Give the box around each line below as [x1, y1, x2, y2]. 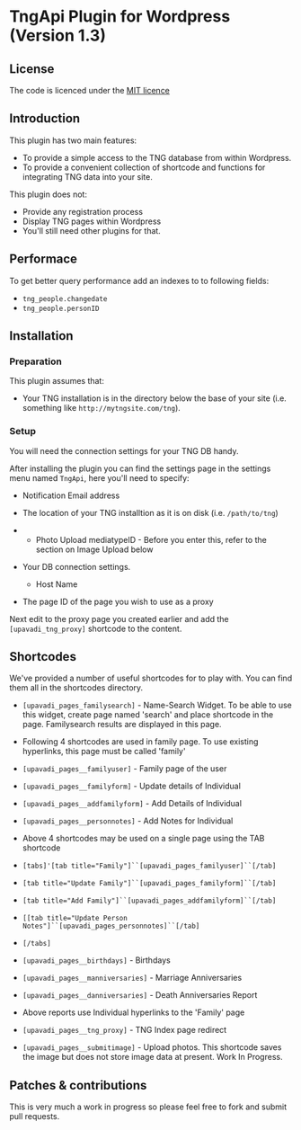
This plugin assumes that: [9, 376, 105, 387]
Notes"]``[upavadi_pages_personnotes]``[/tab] [22, 921, 200, 931]
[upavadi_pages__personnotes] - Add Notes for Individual [22, 815, 234, 826]
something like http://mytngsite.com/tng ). [22, 403, 181, 414]
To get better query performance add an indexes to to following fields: [9, 275, 270, 286]
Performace [9, 252, 78, 267]
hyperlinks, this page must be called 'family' [22, 746, 186, 757]
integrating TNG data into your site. [22, 171, 153, 182]
